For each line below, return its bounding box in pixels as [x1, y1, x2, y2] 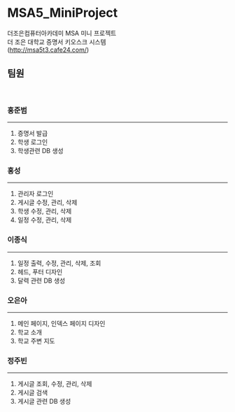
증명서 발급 [17, 129, 48, 138]
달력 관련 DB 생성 [17, 276, 66, 285]
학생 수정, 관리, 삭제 [17, 207, 72, 215]
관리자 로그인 [17, 190, 54, 198]
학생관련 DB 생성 [17, 147, 64, 155]
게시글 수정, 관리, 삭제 [17, 198, 78, 207]
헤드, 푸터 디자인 [17, 267, 63, 276]
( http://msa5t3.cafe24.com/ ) [7, 45, 90, 54]
